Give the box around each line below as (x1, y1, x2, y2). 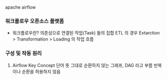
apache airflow (5, 4, 36, 10)
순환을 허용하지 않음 (21, 68, 61, 74)
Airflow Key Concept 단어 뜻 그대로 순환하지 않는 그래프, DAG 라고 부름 (12, 62, 153, 68)
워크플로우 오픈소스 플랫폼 (5, 17, 64, 24)
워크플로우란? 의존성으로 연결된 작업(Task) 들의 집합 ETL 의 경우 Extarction (12, 30, 160, 36)
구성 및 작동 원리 (5, 50, 42, 57)
